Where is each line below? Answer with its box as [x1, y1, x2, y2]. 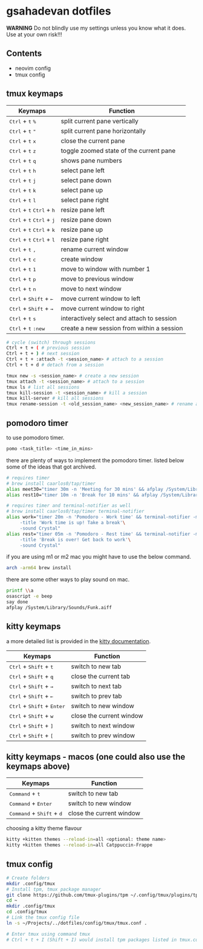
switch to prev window [71, 731, 135, 740]
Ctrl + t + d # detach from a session [6, 362, 104, 368]
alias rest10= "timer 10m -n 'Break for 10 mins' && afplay [6, 491, 158, 498]
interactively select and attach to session [60, 314, 177, 322]
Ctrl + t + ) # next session [6, 351, 80, 357]
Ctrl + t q [9, 156, 36, 164]
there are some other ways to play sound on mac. [6, 576, 130, 583]
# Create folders [6, 875, 50, 881]
